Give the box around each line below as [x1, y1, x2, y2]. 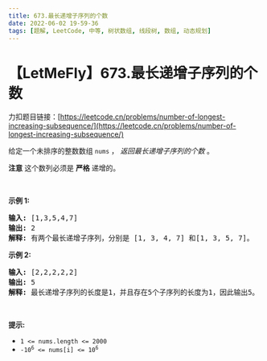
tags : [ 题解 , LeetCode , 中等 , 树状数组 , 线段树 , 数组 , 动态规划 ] [8, 27, 212, 35]
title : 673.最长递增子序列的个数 [8, 11, 109, 20]
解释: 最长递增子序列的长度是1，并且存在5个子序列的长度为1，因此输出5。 [8, 288, 260, 297]
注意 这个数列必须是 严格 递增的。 [8, 163, 121, 173]
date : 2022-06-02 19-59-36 [8, 19, 99, 27]
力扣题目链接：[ [8, 112, 61, 121]
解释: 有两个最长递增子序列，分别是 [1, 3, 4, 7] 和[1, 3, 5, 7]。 [8, 234, 255, 243]
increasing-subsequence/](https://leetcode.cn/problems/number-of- [8, 121, 236, 131]
